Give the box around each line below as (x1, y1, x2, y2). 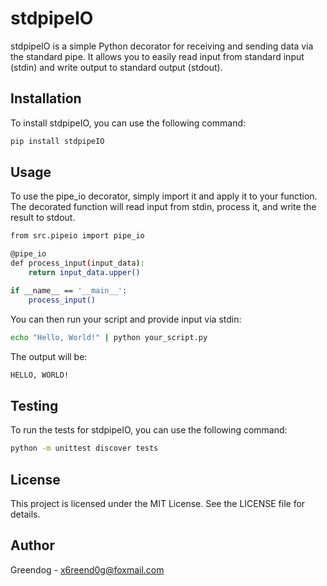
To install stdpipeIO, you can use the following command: (10, 117, 247, 129)
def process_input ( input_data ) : (10, 258, 145, 269)
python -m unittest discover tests (10, 443, 159, 454)
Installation (10, 90, 82, 107)
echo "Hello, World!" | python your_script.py (10, 332, 208, 342)
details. (10, 508, 41, 520)
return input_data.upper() (28, 268, 141, 278)
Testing (10, 397, 59, 414)
